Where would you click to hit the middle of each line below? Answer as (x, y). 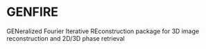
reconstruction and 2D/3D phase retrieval (66, 38)
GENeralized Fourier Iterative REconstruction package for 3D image (103, 31)
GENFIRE (33, 12)
